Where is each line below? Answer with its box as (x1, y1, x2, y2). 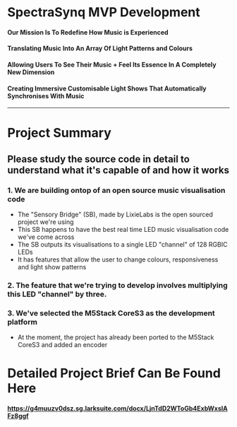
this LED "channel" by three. (7, 289, 107, 299)
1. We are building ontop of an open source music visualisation (7, 185, 226, 195)
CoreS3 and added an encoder (17, 341, 108, 349)
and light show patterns (17, 263, 87, 271)
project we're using (17, 218, 74, 226)
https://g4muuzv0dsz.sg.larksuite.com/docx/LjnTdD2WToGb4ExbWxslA (7, 404, 228, 413)
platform (7, 317, 37, 327)
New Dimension (7, 68, 55, 76)
